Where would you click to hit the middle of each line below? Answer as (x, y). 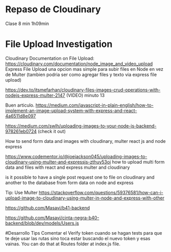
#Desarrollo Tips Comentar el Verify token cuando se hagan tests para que (84, 233)
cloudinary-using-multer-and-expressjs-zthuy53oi (58, 162)
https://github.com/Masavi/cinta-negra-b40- (52, 217)
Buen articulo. (20, 105)
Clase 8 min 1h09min (27, 23)
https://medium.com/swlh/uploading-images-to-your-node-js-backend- (81, 125)
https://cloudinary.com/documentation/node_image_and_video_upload (79, 64)
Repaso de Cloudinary (53, 9)
